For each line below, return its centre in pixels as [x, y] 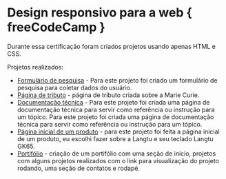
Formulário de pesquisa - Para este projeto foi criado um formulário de [117, 80]
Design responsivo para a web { [100, 13]
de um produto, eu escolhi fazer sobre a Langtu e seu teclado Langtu [115, 138]
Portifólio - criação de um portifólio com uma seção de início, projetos [116, 154]
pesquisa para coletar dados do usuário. [74, 87]
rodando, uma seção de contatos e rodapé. [78, 168]
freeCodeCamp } [56, 27]
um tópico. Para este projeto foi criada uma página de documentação [115, 117]
